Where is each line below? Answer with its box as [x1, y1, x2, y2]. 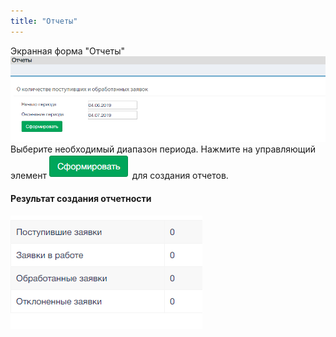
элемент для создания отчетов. [10, 170, 229, 182]
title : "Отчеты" [10, 16, 78, 26]
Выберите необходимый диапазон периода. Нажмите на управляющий [10, 143, 317, 155]
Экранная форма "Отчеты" [10, 45, 126, 57]
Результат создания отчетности [10, 193, 152, 204]
